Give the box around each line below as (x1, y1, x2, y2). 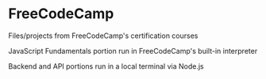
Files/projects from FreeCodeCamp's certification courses (8, 31, 199, 40)
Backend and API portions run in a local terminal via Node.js (8, 61, 204, 71)
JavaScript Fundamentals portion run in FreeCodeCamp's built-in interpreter (8, 46, 258, 55)
